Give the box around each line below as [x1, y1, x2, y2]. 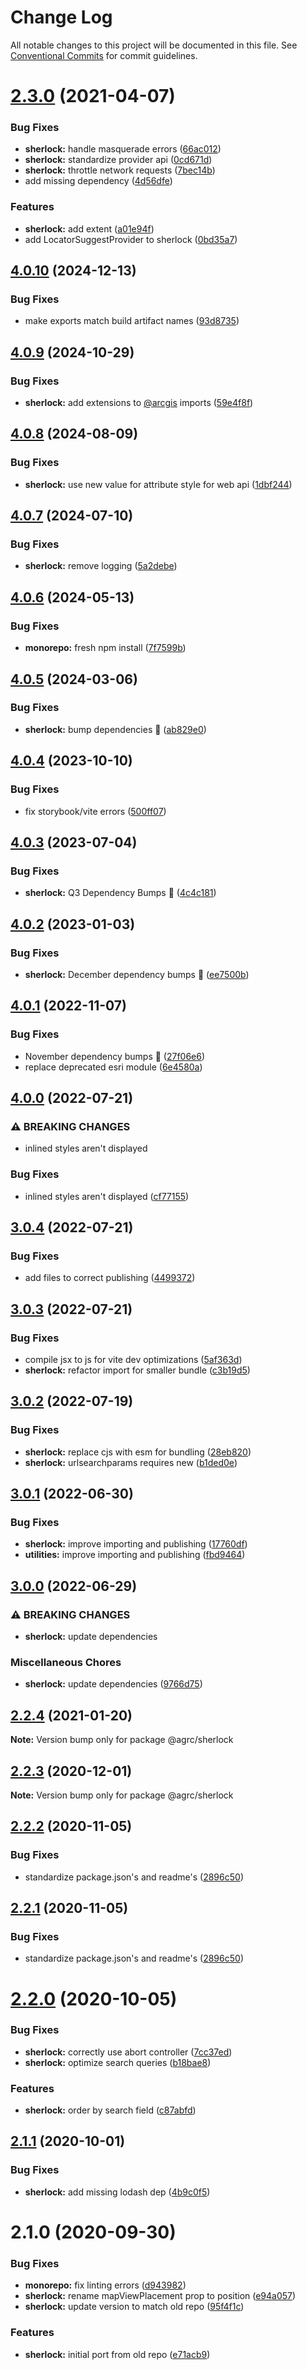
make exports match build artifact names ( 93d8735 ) [24, 315, 240, 327]
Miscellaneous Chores [10, 1655, 122, 1669]
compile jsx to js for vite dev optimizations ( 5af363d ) [24, 1353, 243, 1365]
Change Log [10, 6, 113, 29]
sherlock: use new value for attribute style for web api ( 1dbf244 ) [24, 478, 293, 490]
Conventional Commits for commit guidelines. [10, 49, 198, 61]
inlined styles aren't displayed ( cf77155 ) [24, 1190, 190, 1202]
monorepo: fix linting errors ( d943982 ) [24, 2279, 187, 2291]
